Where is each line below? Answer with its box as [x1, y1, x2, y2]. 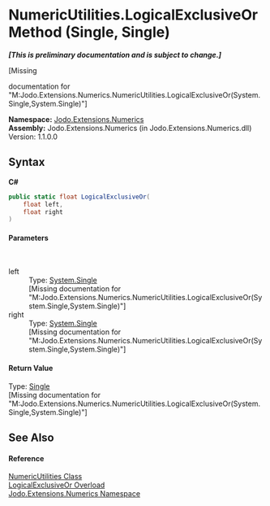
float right [23, 207, 63, 216]
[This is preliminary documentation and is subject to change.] [8, 50, 221, 59]
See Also [8, 431, 54, 445]
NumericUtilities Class [8, 472, 83, 482]
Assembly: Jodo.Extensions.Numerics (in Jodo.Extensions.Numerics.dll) [8, 123, 252, 133]
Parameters [8, 233, 49, 242]
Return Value [8, 364, 54, 373]
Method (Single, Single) [8, 23, 170, 41]
